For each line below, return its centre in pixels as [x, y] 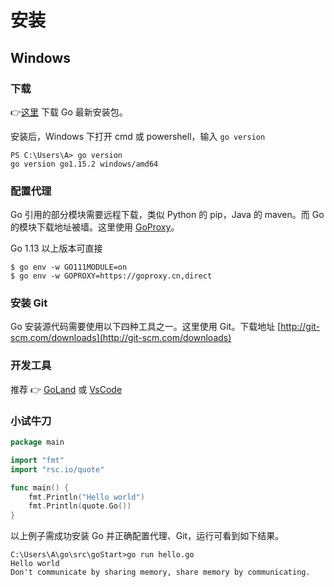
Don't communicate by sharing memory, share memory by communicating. [160, 572]
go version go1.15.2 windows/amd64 [84, 164]
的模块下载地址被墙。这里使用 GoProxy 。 [95, 227]
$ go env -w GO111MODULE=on [69, 267]
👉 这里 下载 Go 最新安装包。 [69, 112]
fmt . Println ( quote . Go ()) [80, 506]
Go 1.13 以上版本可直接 [56, 248]
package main [37, 442]
